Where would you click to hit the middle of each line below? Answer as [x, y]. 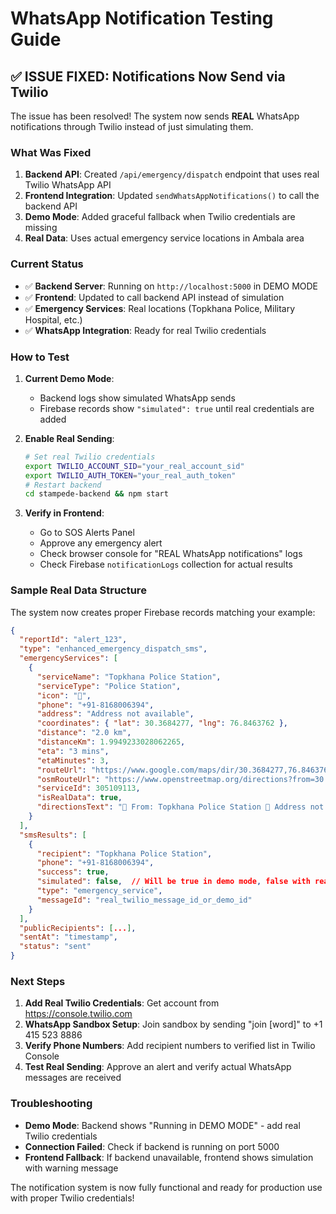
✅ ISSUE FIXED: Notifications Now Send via [148, 76]
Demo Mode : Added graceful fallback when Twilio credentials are [160, 217]
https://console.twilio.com [78, 1014]
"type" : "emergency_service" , [99, 891]
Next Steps [38, 981]
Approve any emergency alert [101, 543]
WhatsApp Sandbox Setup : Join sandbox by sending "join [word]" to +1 [173, 1024]
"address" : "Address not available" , [115, 714]
